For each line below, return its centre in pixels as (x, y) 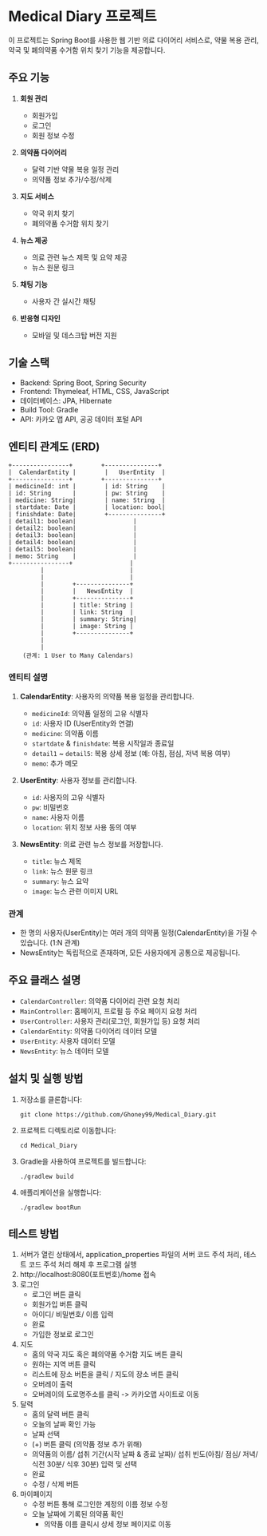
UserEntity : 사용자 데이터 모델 (67, 1041)
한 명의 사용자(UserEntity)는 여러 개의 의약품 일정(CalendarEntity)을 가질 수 (138, 933)
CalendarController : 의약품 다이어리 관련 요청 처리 (100, 1001)
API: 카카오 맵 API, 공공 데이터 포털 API (81, 419)
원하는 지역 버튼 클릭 (64, 1364)
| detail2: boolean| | (73, 528)
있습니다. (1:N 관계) (50, 942)
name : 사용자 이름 (58, 817)
